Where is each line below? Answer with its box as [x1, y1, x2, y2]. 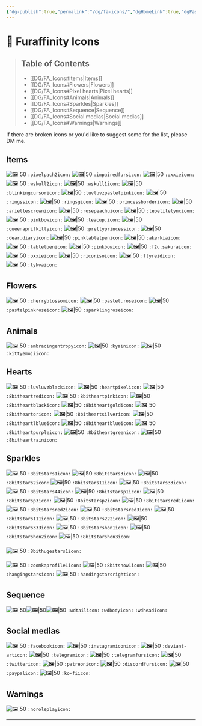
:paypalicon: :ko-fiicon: [6, 671, 91, 677]
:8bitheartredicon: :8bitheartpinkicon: [6, 393, 129, 400]
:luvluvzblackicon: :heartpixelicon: [27, 384, 142, 391]
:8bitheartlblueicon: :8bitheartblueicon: [6, 420, 135, 427]
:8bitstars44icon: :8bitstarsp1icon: [27, 489, 142, 495]
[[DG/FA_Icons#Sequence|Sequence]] [29, 106, 125, 114]
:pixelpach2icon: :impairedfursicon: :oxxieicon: [27, 172, 195, 178]
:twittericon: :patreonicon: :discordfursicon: [6, 662, 168, 668]
